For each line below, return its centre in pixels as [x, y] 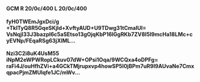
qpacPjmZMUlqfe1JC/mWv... [43, 72]
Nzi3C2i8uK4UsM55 [33, 53]
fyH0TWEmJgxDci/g [33, 22]
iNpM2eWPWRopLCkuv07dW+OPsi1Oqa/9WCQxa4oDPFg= [82, 60]
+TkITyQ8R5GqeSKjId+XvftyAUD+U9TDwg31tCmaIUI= [76, 28]
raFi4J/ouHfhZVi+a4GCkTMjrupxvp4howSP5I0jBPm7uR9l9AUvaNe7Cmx [100, 66]
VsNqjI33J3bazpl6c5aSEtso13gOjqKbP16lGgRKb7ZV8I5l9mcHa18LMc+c [100, 34]
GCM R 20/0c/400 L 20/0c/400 [47, 8]
